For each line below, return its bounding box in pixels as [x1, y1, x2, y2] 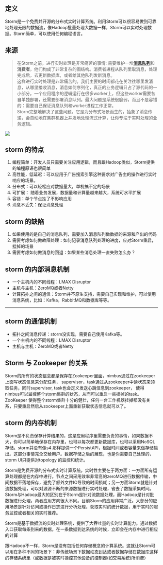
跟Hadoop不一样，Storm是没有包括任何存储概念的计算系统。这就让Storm [5, 543, 151, 548]
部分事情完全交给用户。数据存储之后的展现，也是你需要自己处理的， [17, 451, 154, 457]
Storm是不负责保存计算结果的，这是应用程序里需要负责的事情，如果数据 [5, 432, 149, 439]
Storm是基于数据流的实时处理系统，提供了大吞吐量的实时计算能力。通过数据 [5, 520, 158, 526]
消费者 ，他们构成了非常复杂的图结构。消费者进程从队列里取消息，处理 [16, 66, 158, 72]
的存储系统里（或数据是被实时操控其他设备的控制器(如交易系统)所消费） [5, 555, 149, 561]
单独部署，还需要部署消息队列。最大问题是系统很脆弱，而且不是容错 [21, 96, 158, 102]
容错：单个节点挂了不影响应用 [12, 196, 72, 202]
